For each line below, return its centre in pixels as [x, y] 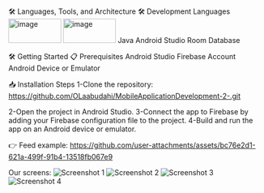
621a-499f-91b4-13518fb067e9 [61, 157]
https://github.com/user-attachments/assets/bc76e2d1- [163, 145]
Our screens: [30, 172]
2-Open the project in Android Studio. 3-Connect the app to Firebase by [128, 112]
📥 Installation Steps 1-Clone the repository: [81, 84]
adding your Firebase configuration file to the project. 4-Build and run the [131, 120]
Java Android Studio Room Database [179, 40]
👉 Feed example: [38, 145]
